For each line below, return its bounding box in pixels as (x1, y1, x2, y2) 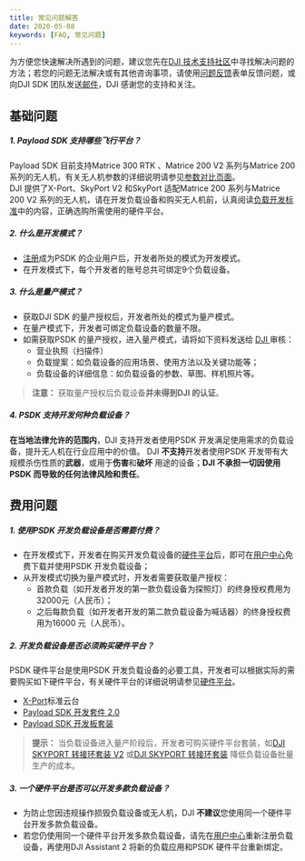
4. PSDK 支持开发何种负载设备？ (9, 410, 131, 421)
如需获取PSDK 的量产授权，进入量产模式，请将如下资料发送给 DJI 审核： (22, 334, 294, 345)
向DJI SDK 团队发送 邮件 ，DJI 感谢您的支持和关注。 (9, 79, 202, 90)
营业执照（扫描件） (35, 345, 109, 355)
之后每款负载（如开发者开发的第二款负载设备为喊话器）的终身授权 (35, 606, 283, 616)
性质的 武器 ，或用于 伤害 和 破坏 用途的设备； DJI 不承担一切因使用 (40, 456, 281, 468)
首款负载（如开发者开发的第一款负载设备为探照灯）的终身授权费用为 (35, 584, 291, 594)
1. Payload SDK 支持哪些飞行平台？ (9, 135, 142, 146)
